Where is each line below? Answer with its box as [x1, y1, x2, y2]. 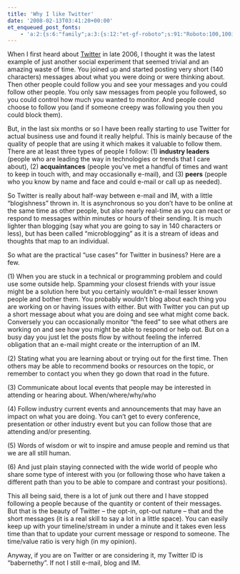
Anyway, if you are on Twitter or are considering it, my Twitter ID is [7, 551, 204, 560]
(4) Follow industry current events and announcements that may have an [7, 405, 221, 413]
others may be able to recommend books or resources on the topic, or [7, 362, 214, 371]
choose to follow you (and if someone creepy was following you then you [7, 103, 223, 111]
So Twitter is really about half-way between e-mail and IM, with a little [7, 191, 213, 200]
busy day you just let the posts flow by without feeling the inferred [7, 333, 202, 341]
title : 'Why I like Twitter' [7, 10, 94, 18]
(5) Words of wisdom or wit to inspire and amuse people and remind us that [7, 441, 230, 450]
